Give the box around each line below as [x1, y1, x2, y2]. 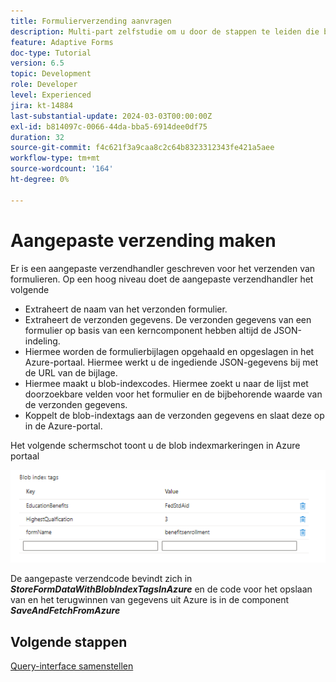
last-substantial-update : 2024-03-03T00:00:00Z [10, 111, 213, 121]
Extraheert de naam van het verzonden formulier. [24, 303, 228, 315]
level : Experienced [10, 90, 92, 100]
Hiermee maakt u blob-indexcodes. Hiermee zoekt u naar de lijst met [24, 377, 309, 389]
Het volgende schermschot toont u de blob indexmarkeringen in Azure [10, 439, 301, 451]
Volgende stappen [10, 633, 128, 650]
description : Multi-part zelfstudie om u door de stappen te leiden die [10, 26, 320, 37]
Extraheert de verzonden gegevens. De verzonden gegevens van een [24, 313, 312, 325]
